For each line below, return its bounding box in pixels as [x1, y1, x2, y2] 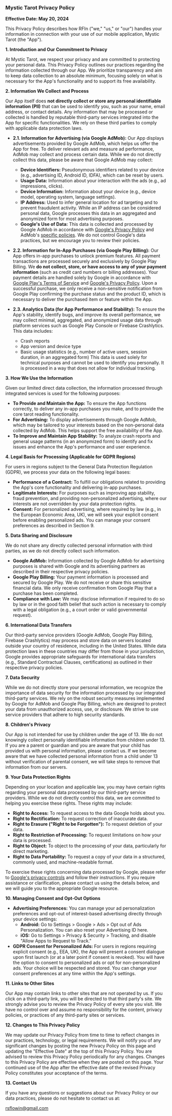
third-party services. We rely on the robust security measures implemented [5, 695, 164, 701]
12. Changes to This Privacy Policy [5, 1022, 80, 1028]
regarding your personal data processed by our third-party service [5, 789, 146, 796]
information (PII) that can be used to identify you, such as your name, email [5, 103, 165, 110]
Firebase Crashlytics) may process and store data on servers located [5, 637, 151, 643]
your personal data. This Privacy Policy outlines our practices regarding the [5, 62, 164, 68]
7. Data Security [5, 675, 40, 681]
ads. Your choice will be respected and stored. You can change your [12, 965, 157, 971]
